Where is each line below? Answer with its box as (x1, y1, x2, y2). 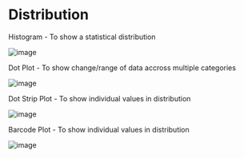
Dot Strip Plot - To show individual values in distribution (8, 93, 191, 103)
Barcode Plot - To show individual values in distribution (8, 124, 190, 134)
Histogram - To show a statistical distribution (8, 32, 156, 41)
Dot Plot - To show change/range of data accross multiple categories (8, 62, 236, 73)
